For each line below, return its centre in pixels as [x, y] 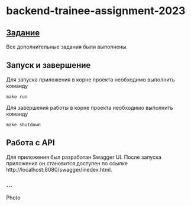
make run [17, 97]
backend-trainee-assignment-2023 [96, 11]
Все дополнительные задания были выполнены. [67, 47]
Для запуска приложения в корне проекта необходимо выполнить [91, 79]
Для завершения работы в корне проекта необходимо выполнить [90, 107]
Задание [23, 33]
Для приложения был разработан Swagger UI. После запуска [84, 157]
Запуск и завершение [48, 65]
